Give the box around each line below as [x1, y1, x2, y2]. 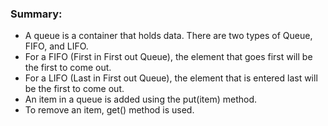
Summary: [10, 7, 63, 21]
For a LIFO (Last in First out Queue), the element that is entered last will [24, 72, 318, 84]
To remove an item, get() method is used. [24, 104, 195, 116]
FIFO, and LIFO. [24, 40, 89, 52]
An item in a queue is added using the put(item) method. [24, 93, 257, 106]
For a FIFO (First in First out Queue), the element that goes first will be [24, 51, 313, 63]
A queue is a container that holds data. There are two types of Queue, [24, 30, 313, 42]
